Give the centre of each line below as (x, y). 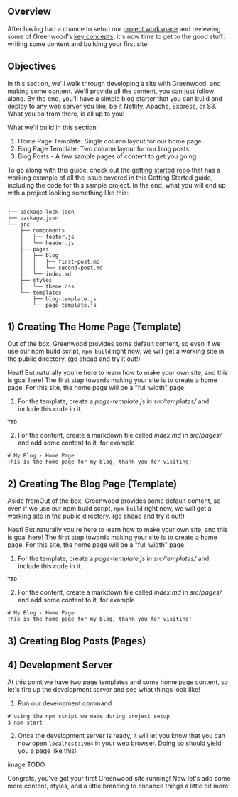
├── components (43, 230)
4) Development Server (60, 665)
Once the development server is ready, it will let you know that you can (121, 736)
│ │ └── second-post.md (61, 268)
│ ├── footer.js (47, 237)
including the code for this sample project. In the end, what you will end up (117, 185)
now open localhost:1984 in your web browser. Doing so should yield (119, 743)
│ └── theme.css (47, 286)
